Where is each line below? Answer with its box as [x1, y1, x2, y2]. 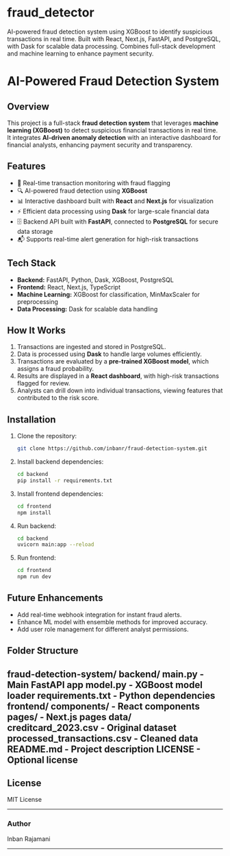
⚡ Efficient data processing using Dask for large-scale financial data [16, 207, 210, 215]
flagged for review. [16, 379, 71, 388]
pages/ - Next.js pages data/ [7, 711, 132, 723]
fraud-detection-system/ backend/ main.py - [7, 668, 204, 680]
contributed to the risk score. [16, 394, 99, 402]
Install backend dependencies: [16, 457, 104, 466]
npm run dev [16, 573, 51, 580]
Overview [7, 101, 50, 112]
